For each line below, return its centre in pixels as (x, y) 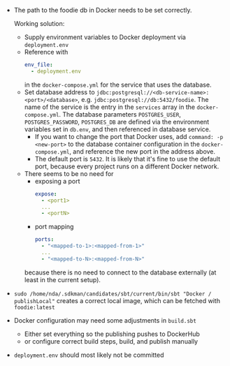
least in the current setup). (63, 279)
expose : (46, 194)
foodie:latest (34, 307)
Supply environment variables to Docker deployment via (105, 37)
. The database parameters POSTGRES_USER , (120, 114)
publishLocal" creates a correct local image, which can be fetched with (117, 300)
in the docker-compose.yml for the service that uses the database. (118, 85)
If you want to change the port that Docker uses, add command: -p (129, 136)
